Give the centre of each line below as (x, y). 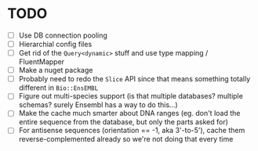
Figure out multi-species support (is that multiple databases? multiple (131, 96)
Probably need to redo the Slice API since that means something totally (134, 79)
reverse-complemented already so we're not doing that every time (126, 139)
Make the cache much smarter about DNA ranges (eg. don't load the (129, 113)
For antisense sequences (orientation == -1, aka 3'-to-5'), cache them (132, 131)
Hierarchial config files (55, 44)
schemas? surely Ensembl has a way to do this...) (98, 105)
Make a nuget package (56, 70)
